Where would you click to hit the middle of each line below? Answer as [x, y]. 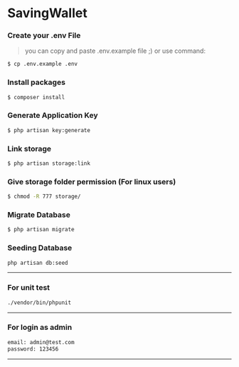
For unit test [29, 288]
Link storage [30, 149]
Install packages [37, 82]
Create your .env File [44, 36]
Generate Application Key [53, 116]
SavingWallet [47, 13]
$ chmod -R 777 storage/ [44, 197]
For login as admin [40, 328]
